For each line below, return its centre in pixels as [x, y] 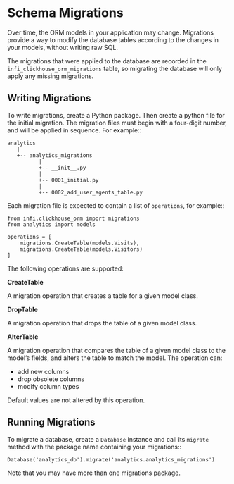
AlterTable [23, 337]
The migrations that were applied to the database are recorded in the [107, 61]
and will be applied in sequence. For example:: [74, 130]
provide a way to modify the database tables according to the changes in [113, 39]
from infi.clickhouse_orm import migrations [73, 218]
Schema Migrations [66, 13]
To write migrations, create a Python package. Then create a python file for [116, 115]
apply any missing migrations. [51, 76]
